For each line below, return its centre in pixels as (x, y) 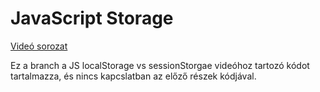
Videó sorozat (39, 46)
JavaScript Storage (92, 18)
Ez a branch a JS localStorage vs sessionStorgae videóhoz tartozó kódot (160, 65)
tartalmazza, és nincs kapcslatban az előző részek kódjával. (133, 76)
